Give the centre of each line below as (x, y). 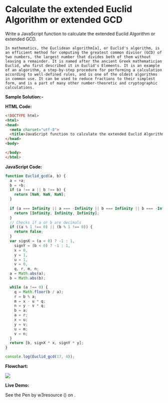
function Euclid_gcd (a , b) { (35, 176)
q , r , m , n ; (26, 269)
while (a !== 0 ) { (29, 287)
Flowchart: (17, 366)
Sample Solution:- (24, 96)
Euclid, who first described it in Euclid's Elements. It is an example (82, 65)
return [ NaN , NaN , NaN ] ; (40, 194)
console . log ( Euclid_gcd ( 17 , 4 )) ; (40, 357)
